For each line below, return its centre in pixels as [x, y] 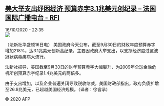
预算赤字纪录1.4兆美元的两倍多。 [51, 73]
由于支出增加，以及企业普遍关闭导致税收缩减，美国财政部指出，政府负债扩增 [82, 83]
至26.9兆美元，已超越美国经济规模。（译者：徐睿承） [58, 89]
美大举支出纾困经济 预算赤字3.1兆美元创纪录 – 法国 [81, 9]
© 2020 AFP [18, 99]
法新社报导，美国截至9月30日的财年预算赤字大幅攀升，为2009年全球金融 [79, 67]
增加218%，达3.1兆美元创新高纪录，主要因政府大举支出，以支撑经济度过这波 [82, 50]
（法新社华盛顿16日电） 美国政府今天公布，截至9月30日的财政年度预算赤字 [80, 45]
